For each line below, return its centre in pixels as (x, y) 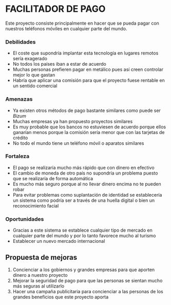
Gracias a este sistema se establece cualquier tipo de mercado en (82, 230)
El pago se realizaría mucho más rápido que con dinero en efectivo (84, 167)
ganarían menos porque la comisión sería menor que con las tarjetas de (89, 132)
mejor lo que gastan (34, 75)
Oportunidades (25, 219)
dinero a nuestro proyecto (40, 275)
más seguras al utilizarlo (39, 286)
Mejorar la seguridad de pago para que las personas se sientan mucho (88, 280)
